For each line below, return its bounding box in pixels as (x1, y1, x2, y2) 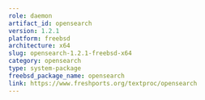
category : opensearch (8, 57, 82, 65)
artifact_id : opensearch (8, 19, 92, 27)
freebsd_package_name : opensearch (8, 72, 126, 80)
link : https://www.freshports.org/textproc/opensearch (8, 79, 198, 87)
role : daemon (8, 11, 53, 20)
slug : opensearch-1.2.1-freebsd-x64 (8, 49, 132, 57)
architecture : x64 (8, 42, 70, 50)
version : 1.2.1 (8, 27, 60, 35)
